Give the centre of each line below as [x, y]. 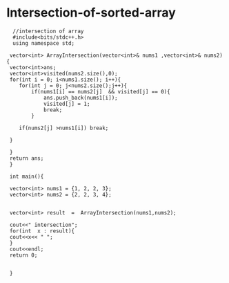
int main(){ [27, 176]
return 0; [23, 255]
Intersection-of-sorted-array [91, 13]
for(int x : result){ [42, 231]
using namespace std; [44, 43]
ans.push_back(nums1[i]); [80, 98]
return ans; [27, 158]
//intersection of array [48, 31]
